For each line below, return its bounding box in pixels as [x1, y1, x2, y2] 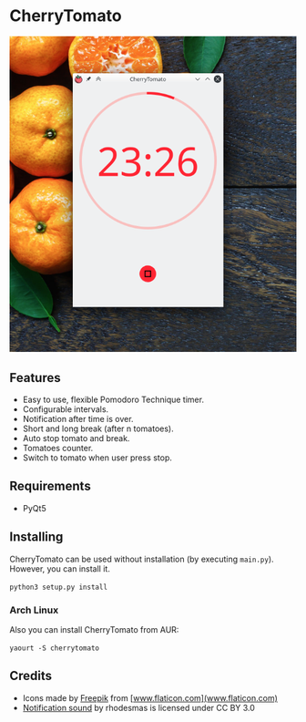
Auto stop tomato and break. [22, 433, 130, 444]
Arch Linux [9, 603, 59, 616]
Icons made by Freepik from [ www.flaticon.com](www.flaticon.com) [22, 692, 278, 703]
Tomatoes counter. [22, 443, 94, 454]
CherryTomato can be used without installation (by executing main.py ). [9, 553, 275, 564]
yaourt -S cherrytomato [9, 644, 100, 653]
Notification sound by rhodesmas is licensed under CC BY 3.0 [22, 702, 255, 713]
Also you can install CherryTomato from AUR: [9, 624, 179, 634]
